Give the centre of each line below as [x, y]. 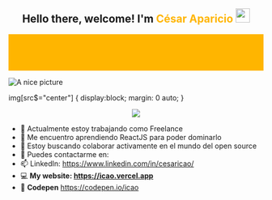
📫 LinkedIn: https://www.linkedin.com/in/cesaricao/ [107, 164]
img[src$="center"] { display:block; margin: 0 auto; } [96, 97]
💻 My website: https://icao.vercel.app [87, 176]
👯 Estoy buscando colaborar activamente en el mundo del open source [138, 146]
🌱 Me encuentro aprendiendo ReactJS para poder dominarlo [121, 137]
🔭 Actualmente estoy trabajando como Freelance [102, 128]
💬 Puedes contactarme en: [64, 154]
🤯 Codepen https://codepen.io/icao [79, 187]
